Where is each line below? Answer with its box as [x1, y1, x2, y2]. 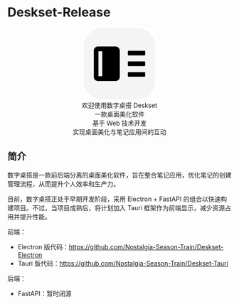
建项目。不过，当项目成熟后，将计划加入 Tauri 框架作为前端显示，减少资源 [7, 203, 225, 212]
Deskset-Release [7, 4, 111, 21]
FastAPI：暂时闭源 [17, 289, 72, 298]
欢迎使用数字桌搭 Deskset [81, 101, 158, 109]
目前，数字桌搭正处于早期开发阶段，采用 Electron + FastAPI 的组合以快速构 [7, 195, 228, 203]
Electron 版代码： [17, 242, 69, 251]
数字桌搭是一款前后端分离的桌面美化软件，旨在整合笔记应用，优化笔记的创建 [7, 170, 232, 179]
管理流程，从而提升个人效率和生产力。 [7, 179, 119, 188]
